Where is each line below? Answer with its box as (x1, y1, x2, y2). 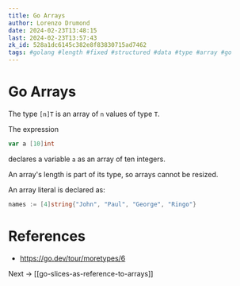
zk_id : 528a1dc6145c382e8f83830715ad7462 (8, 41, 147, 49)
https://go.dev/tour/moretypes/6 (19, 253, 126, 263)
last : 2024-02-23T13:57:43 (8, 33, 97, 42)
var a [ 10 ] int (8, 140, 55, 148)
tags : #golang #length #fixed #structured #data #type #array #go (8, 48, 232, 56)
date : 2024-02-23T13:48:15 (8, 26, 97, 34)
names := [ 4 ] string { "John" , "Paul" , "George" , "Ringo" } (8, 200, 196, 208)
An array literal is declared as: (8, 184, 105, 195)
